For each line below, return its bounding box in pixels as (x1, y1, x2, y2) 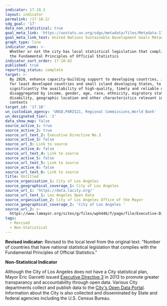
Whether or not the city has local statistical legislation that (9, 49, 148, 54)
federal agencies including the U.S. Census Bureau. (5, 295, 111, 301)
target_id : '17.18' (5, 105, 46, 110)
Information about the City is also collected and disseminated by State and (5, 290, 158, 296)
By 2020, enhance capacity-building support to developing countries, (9, 77, 159, 82)
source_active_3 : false (5, 137, 55, 142)
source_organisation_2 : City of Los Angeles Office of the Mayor (5, 197, 143, 202)
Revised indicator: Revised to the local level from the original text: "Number (5, 239, 161, 245)
